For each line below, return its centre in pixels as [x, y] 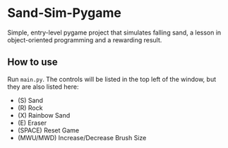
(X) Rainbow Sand [44, 115]
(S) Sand [30, 100]
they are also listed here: [43, 87]
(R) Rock [30, 108]
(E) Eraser [32, 123]
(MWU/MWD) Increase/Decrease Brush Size [82, 137]
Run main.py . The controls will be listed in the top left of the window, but [112, 79]
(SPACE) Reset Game [48, 130]
